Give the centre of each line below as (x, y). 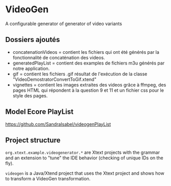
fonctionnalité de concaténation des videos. (59, 57)
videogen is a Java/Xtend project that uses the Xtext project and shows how (85, 173)
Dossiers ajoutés (33, 40)
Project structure (33, 140)
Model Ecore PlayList (40, 112)
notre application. (31, 68)
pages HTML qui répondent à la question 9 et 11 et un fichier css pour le (88, 90)
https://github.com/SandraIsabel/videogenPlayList (58, 124)
